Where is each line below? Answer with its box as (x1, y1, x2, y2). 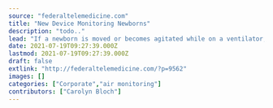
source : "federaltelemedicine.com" (8, 11, 129, 20)
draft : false (8, 58, 53, 66)
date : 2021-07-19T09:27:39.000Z (8, 42, 118, 50)
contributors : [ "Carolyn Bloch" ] (8, 87, 122, 96)
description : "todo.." (8, 27, 85, 35)
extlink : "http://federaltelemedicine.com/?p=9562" (8, 65, 187, 73)
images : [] (8, 72, 45, 80)
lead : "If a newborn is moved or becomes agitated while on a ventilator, (8, 34, 267, 43)
